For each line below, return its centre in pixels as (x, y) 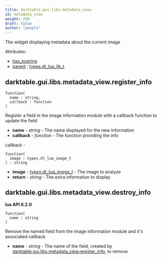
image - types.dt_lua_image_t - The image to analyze (66, 172)
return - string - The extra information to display (61, 177)
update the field (21, 120)
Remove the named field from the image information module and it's (74, 231)
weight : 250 (17, 19)
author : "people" (23, 28)
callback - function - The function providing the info (65, 135)
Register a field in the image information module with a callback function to (81, 115)
